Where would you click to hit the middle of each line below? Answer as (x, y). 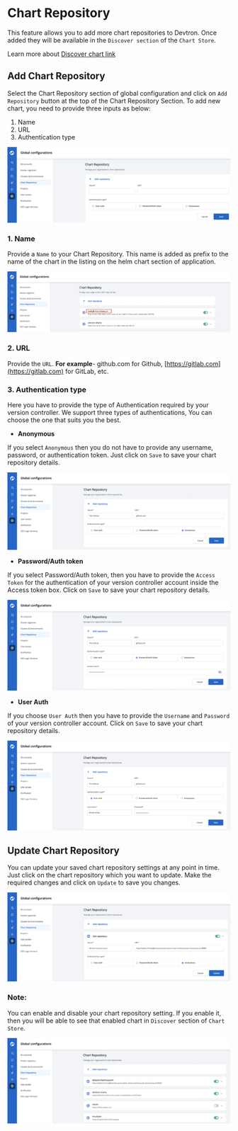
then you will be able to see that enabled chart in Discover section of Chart (116, 1021)
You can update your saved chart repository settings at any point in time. (113, 867)
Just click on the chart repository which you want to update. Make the (109, 875)
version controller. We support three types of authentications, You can (110, 412)
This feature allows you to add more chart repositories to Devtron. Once (112, 33)
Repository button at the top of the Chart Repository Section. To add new (114, 101)
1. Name (21, 239)
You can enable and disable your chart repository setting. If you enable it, (114, 1013)
